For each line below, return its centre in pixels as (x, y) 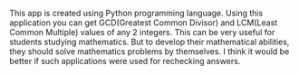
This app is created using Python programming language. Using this (136, 13)
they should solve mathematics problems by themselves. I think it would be (149, 52)
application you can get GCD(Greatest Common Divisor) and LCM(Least (144, 23)
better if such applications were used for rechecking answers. (125, 61)
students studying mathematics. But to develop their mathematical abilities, (149, 42)
